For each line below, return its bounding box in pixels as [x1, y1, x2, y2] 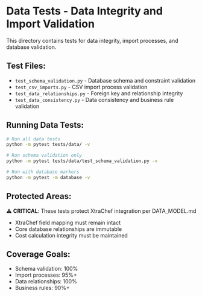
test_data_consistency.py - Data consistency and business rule [14, 96, 174, 103]
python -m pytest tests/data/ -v [6, 142, 90, 148]
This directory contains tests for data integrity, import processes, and [6, 37, 179, 44]
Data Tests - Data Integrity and [6, 4, 163, 18]
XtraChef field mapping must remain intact [14, 219, 121, 226]
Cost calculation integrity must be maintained [14, 231, 128, 239]
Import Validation [6, 17, 95, 31]
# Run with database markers [6, 169, 80, 175]
